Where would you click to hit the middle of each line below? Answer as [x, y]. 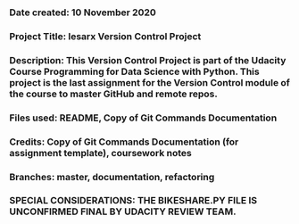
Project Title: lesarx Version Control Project [105, 36]
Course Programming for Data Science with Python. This [135, 71]
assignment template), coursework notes [100, 153]
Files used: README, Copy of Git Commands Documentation [143, 118]
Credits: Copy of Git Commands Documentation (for [124, 142]
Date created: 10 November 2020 [83, 12]
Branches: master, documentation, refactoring [112, 177]
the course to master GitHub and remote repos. [114, 94]
